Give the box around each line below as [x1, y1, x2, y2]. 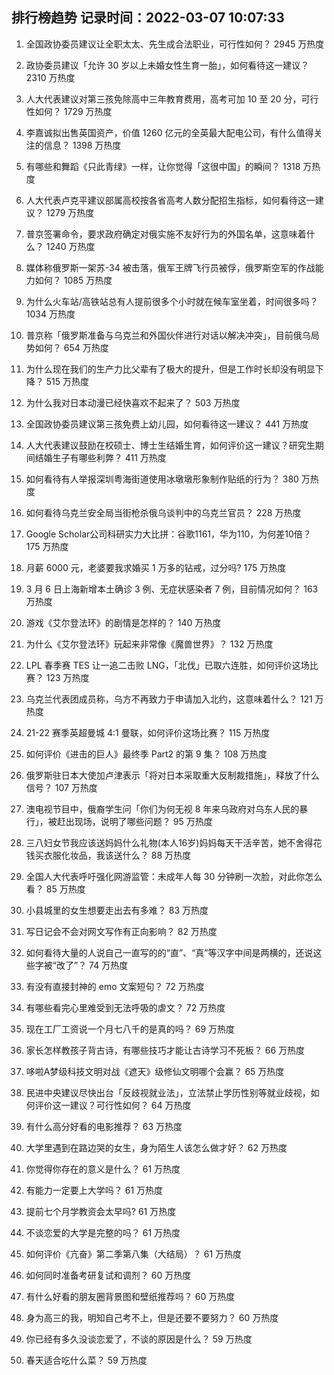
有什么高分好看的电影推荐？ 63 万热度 [25, 1120, 183, 1132]
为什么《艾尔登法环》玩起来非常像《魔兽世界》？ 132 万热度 [25, 638, 274, 650]
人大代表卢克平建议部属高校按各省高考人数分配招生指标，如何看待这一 [25, 194, 316, 206]
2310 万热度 [25, 71, 76, 83]
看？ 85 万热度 [25, 883, 86, 895]
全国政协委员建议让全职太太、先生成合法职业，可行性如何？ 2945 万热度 [25, 38, 325, 50]
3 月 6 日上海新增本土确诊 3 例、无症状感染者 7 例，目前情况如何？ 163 [25, 583, 319, 595]
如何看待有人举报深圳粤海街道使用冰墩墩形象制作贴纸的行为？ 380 [25, 473, 299, 485]
